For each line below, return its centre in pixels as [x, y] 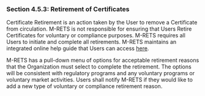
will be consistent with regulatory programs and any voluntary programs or [100, 73]
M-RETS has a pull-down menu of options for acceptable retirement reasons [103, 61]
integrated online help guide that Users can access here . [78, 48]
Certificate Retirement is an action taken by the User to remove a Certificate [102, 23]
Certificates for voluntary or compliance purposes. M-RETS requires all [96, 35]
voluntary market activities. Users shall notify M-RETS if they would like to [99, 80]
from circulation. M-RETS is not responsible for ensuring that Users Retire [99, 29]
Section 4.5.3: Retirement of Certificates [68, 9]
